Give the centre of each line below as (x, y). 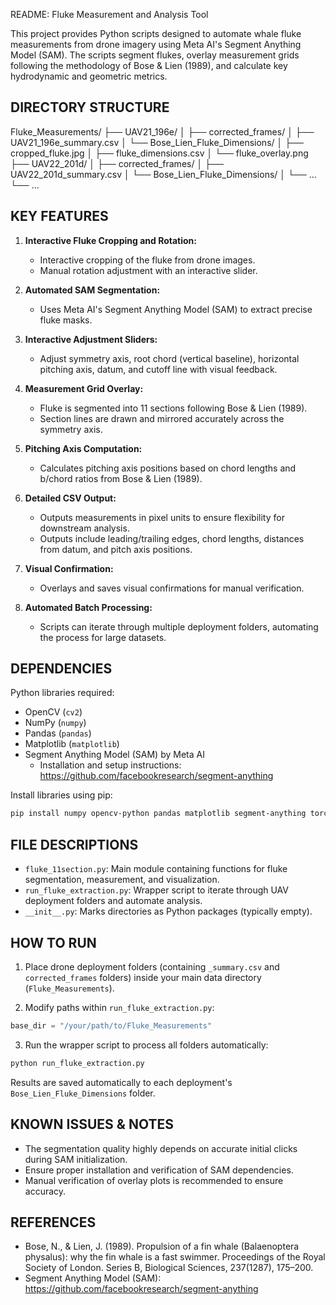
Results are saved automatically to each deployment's (121, 1082)
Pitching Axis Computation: (83, 448)
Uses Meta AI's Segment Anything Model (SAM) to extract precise (176, 309)
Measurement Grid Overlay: (84, 388)
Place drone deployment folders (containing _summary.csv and (152, 966)
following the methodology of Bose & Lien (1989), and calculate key (149, 65)
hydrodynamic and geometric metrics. (89, 76)
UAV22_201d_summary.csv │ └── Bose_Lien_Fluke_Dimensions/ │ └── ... (163, 174)
